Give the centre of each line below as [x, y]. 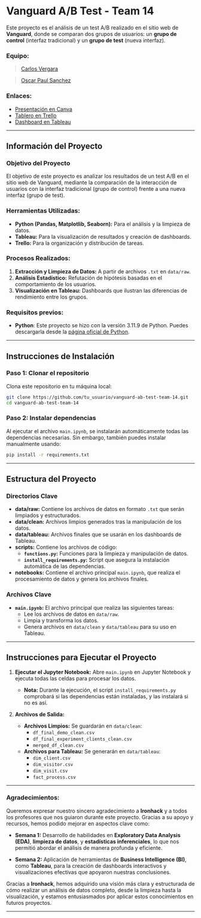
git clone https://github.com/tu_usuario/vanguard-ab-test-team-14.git [97, 397]
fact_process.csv [54, 777]
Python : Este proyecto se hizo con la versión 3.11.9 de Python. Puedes [101, 326]
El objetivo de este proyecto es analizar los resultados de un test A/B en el [98, 176]
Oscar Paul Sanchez [46, 80]
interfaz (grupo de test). [36, 195]
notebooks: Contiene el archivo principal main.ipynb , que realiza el [98, 573]
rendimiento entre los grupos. [51, 297]
